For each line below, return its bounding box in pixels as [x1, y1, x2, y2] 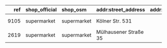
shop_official [25, 6, 57, 13]
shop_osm [61, 6, 87, 13]
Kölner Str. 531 [96, 18, 132, 24]
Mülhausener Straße [96, 29, 144, 35]
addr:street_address [96, 6, 146, 13]
